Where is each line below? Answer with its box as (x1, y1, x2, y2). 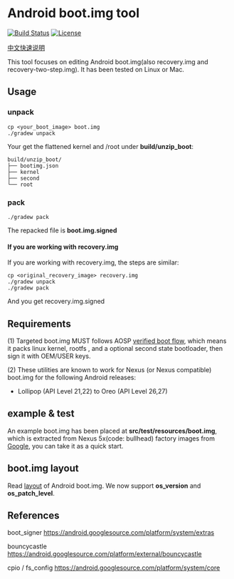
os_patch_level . (7, 488, 55, 497)
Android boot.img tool (7, 5, 140, 21)
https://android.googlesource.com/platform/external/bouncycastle (7, 550, 202, 558)
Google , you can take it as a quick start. (7, 441, 124, 450)
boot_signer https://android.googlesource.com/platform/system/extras (7, 528, 215, 537)
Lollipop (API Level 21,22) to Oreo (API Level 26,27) (17, 386, 169, 395)
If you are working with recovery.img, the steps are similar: (7, 258, 179, 267)
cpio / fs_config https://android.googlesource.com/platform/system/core (7, 563, 220, 572)
